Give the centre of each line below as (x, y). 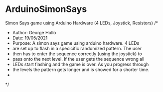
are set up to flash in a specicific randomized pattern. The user (77, 48)
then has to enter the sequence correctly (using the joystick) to (77, 54)
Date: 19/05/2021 (30, 38)
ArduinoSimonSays (46, 9)
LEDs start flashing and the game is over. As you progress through (81, 64)
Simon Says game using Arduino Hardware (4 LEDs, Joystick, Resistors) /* (82, 23)
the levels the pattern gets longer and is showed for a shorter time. (81, 69)
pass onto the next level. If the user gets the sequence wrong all (78, 59)
